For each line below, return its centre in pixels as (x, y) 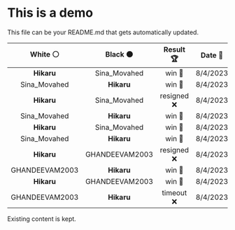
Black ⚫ (119, 54)
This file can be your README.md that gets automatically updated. (103, 32)
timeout (175, 192)
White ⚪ (45, 54)
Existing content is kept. (42, 219)
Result (174, 49)
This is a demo (50, 13)
